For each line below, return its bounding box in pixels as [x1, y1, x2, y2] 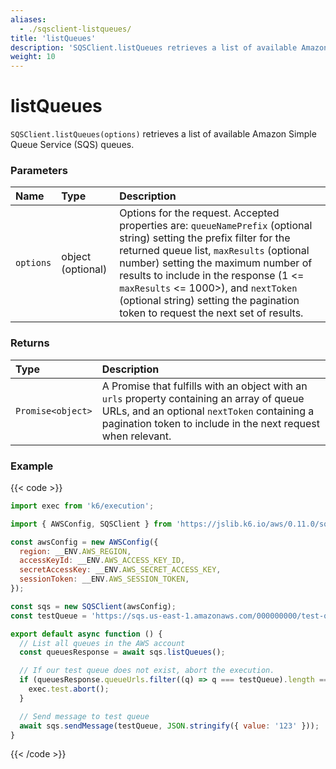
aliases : [10, 14, 47, 25]
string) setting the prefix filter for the [119, 231, 291, 245]
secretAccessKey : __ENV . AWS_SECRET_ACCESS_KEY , [19, 565, 222, 575]
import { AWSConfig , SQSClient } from [10, 519, 172, 529]
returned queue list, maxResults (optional [119, 244, 310, 258]
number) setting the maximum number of [119, 256, 313, 270]
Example [10, 459, 54, 473]
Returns [10, 336, 50, 350]
